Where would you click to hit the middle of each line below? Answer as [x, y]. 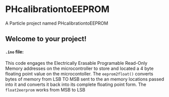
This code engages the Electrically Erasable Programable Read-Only [76, 63]
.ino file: [15, 52]
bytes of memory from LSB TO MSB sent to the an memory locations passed [85, 79]
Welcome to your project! [46, 39]
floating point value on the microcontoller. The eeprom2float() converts [79, 73]
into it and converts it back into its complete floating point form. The [76, 84]
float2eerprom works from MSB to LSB [45, 89]
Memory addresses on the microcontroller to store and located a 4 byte [79, 68]
